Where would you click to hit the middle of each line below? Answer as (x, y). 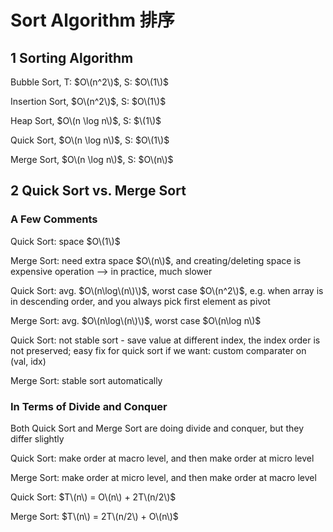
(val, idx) (28, 361)
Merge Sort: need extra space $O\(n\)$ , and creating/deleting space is (156, 260)
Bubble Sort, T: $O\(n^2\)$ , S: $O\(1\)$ (90, 82)
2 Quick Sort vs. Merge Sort (98, 191)
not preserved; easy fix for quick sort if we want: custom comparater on (158, 350)
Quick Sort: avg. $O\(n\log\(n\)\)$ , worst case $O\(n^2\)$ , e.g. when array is (167, 290)
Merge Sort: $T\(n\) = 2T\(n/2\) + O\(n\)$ (94, 516)
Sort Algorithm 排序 (92, 20)
